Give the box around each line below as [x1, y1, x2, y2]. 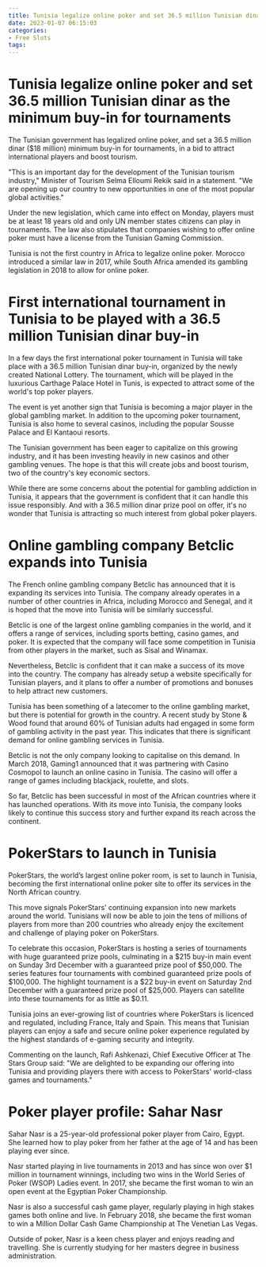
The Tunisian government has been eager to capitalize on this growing [8, 443, 238, 452]
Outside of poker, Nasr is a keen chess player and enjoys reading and [8, 1234, 235, 1243]
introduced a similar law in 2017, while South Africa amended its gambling [8, 257, 248, 266]
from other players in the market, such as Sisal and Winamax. [8, 645, 208, 655]
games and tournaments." [8, 1075, 93, 1085]
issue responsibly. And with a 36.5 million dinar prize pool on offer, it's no [8, 500, 247, 510]
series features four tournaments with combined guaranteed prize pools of [8, 968, 252, 978]
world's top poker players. [8, 387, 93, 396]
